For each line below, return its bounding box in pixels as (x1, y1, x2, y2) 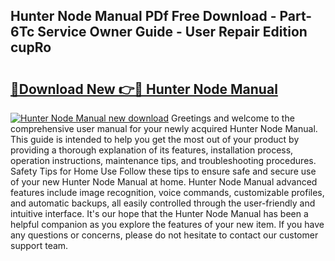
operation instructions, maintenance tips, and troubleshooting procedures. (10, 155, 317, 166)
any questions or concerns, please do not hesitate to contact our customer (10, 229, 319, 241)
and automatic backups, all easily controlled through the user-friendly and (10, 197, 316, 209)
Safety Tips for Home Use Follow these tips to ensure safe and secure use (10, 165, 317, 177)
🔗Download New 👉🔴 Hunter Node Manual (10, 80, 278, 98)
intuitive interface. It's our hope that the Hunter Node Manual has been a (10, 208, 309, 219)
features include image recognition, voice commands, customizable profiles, (10, 187, 325, 198)
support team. (10, 240, 69, 251)
